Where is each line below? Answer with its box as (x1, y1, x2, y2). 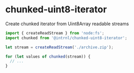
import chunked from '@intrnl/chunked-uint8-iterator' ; (5, 35, 127, 41)
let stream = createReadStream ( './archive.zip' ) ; (5, 45, 114, 50)
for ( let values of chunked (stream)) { (5, 54, 91, 59)
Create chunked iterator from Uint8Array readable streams (5, 21, 129, 27)
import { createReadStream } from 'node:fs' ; (5, 30, 104, 35)
